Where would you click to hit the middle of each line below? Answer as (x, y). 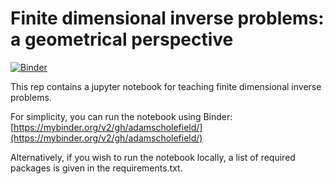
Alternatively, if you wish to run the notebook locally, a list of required (153, 157)
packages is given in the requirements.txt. (96, 168)
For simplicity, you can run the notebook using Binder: (121, 116)
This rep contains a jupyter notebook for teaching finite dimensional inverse (166, 86)
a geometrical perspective (122, 39)
